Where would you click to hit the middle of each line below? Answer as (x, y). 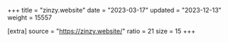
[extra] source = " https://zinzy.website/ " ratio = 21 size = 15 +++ (102, 31)
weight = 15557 (29, 17)
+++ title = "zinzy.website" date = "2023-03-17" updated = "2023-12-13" (114, 10)
